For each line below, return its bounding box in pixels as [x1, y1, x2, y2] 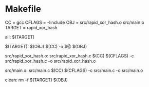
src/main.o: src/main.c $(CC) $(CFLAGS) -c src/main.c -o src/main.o [5, 67, 143, 73]
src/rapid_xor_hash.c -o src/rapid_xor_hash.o [5, 58, 96, 64]
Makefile [5, 3, 41, 15]
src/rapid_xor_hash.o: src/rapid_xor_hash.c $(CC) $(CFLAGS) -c [5, 52, 134, 59]
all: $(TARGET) [5, 34, 35, 40]
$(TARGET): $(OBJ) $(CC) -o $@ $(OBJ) [5, 43, 87, 49]
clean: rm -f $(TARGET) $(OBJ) [5, 77, 68, 83]
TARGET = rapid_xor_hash [5, 24, 57, 30]
